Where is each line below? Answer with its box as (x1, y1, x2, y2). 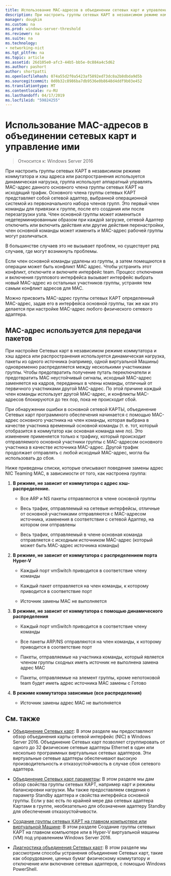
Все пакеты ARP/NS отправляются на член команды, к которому (20, 638, 162, 645)
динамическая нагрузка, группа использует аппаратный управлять (5, 179, 153, 185)
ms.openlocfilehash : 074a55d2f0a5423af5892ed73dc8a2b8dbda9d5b (5, 74, 142, 79)
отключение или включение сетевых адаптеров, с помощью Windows (12, 860, 166, 867)
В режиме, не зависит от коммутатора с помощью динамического (12, 608, 163, 614)
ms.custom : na (5, 21, 36, 27)
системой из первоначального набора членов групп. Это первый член (5, 200, 159, 207)
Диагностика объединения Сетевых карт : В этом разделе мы (12, 844, 148, 851)
